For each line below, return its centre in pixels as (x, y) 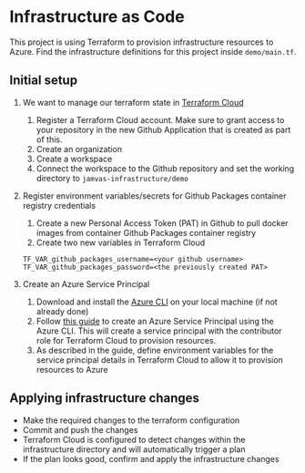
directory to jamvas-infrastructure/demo (112, 178)
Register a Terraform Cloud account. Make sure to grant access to (160, 119)
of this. (49, 139)
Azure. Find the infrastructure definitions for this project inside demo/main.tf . (153, 51)
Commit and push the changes (80, 429)
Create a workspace (74, 159)
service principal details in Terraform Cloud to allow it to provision (160, 360)
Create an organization (79, 149)
